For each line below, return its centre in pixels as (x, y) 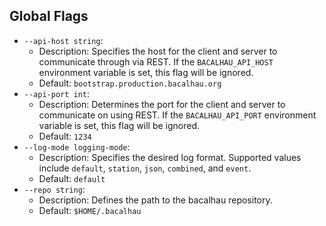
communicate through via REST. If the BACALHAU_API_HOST (156, 61)
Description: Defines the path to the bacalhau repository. (155, 200)
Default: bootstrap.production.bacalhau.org (130, 83)
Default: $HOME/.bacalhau (90, 210)
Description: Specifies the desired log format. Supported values (170, 157)
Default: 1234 (65, 136)
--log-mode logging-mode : (77, 146)
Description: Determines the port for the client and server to (162, 104)
